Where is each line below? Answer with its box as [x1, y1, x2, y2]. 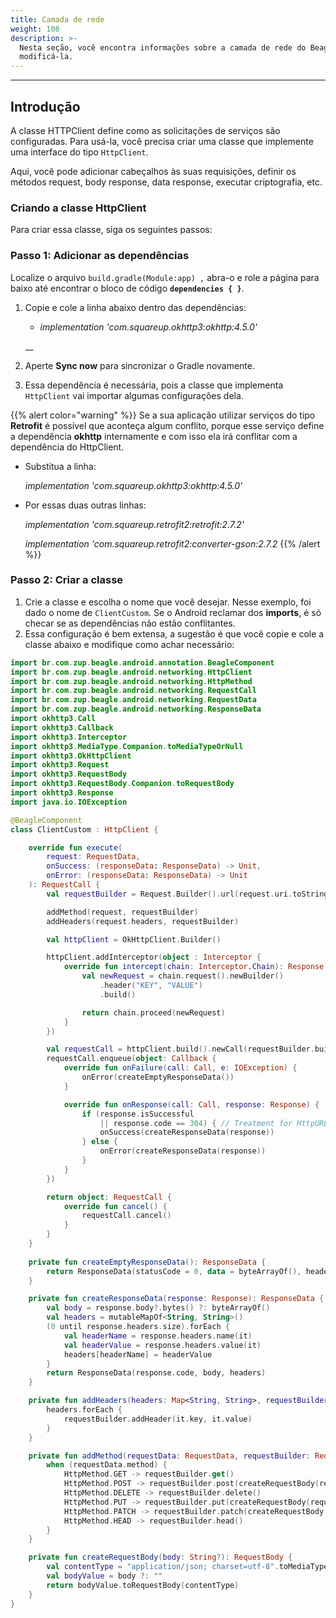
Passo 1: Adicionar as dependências [10, 249, 190, 263]
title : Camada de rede [10, 14, 105, 25]
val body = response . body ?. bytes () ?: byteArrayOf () [46, 1303, 271, 1313]
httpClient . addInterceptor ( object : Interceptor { [46, 952, 262, 963]
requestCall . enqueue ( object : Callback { [46, 1054, 217, 1064]
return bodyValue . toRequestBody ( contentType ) [46, 1580, 240, 1590]
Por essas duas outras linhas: [24, 499, 147, 511]
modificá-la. [19, 52, 74, 62]
